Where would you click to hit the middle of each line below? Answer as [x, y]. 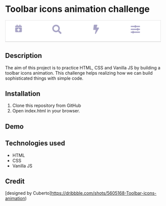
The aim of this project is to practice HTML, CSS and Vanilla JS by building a [83, 67]
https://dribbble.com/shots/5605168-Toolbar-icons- [104, 193]
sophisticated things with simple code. [44, 78]
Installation [23, 94]
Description [23, 56]
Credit [15, 181]
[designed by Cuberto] [28, 193]
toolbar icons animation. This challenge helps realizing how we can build [79, 73]
